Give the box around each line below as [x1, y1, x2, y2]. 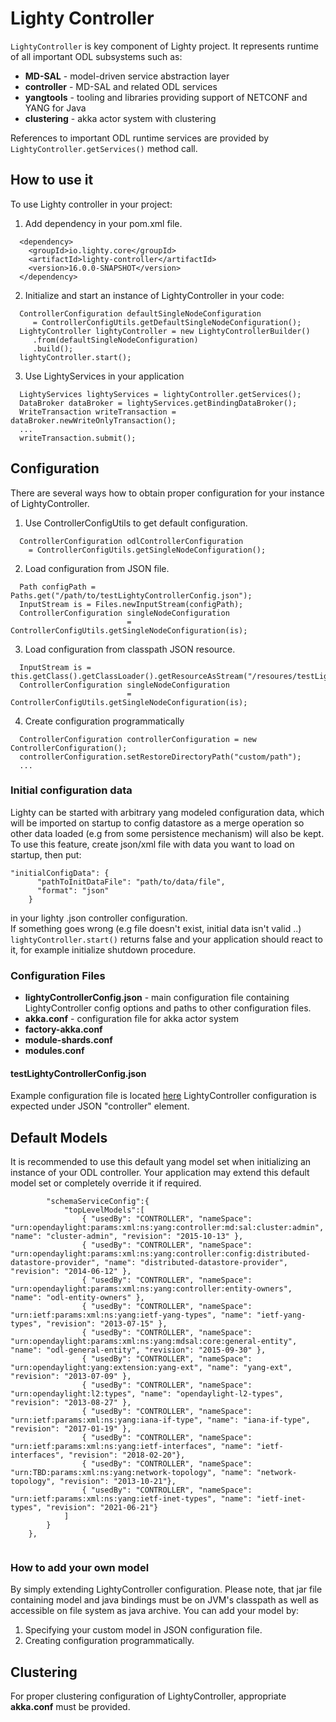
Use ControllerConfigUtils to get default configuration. [24, 517, 248, 529]
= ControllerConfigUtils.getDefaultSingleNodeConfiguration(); [32, 317, 302, 327]
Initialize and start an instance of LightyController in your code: [24, 289, 285, 301]
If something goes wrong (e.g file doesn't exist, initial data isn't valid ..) [10, 922, 302, 934]
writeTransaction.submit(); [19, 433, 137, 443]
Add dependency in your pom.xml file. [24, 217, 183, 229]
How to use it [10, 172, 94, 189]
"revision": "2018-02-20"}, [68, 1450, 186, 1461]
